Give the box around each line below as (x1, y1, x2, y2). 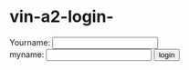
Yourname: (9, 36, 51, 47)
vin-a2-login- (9, 6, 114, 27)
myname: (9, 48, 45, 60)
